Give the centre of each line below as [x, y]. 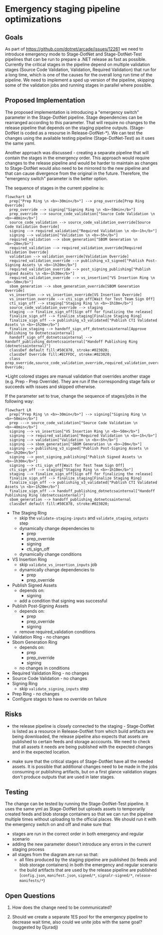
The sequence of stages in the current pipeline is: [55, 188]
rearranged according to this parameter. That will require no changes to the [80, 122]
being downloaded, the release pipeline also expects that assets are [80, 736]
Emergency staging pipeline [63, 9]
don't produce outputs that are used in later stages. [63, 777]
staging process [28, 849]
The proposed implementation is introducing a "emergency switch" [72, 112]
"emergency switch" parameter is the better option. [57, 178]
